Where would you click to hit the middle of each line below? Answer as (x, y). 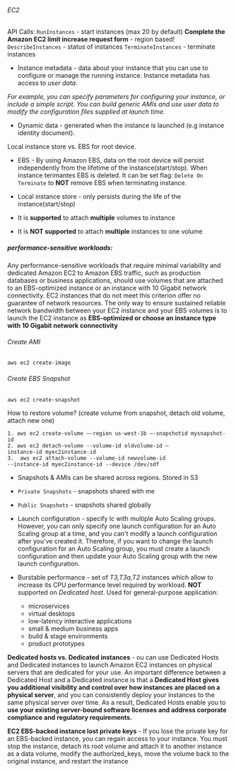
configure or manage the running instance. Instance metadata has (114, 76)
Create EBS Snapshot (39, 378)
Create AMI (24, 341)
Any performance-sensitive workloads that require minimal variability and (114, 266)
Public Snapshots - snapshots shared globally (84, 505)
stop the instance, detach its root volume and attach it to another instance (115, 746)
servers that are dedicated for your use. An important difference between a (117, 672)
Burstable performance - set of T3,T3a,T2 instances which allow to (115, 577)
